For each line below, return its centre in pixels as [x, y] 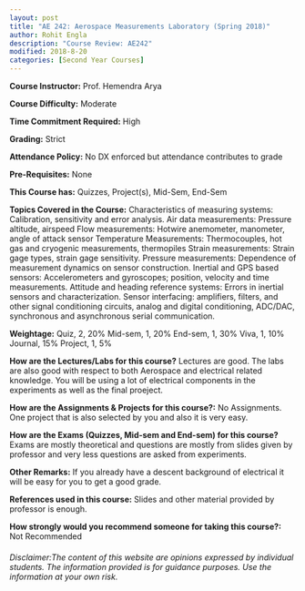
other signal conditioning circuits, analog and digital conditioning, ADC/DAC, [152, 306]
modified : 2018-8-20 [49, 52]
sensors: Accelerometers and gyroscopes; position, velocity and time [140, 277]
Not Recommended [46, 536]
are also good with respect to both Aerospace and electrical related [136, 371]
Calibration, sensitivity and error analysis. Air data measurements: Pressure [151, 219]
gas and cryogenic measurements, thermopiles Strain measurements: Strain [152, 248]
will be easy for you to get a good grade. [86, 482]
